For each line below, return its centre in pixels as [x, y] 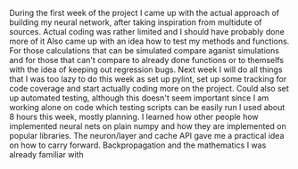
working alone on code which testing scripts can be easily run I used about [147, 107]
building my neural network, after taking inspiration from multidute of [136, 22]
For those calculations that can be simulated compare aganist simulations [144, 51]
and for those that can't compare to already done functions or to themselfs [146, 60]
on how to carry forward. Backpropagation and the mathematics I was [138, 145]
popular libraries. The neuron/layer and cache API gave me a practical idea [147, 136]
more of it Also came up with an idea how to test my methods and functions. [149, 41]
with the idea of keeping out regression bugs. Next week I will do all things [146, 69]
